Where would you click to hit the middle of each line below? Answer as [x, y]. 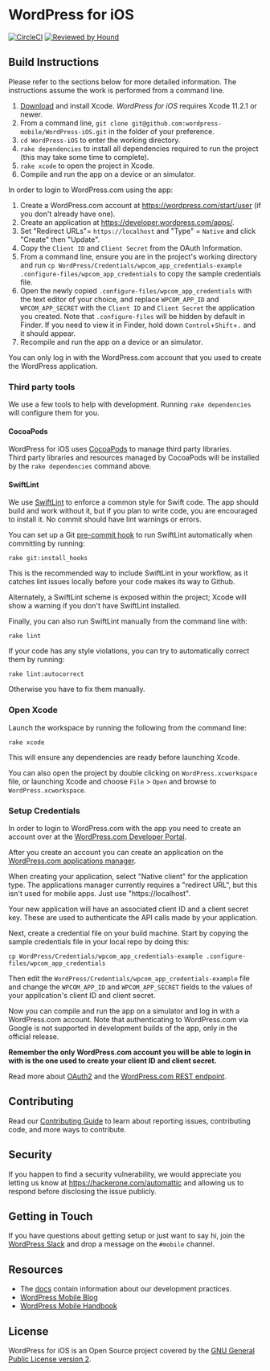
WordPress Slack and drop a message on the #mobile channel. [112, 1244]
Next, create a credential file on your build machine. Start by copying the [129, 933]
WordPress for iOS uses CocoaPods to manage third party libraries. [120, 449]
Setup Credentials [44, 811]
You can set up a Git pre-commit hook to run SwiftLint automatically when [131, 535]
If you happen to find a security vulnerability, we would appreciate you [125, 1174]
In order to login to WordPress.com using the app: [91, 190]
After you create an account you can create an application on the [116, 853]
